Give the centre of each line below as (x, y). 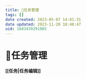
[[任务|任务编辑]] (23, 71)
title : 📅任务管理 (22, 10)
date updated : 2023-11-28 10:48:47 (43, 24)
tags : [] (15, 15)
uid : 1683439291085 (26, 29)
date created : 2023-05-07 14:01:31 (43, 19)
